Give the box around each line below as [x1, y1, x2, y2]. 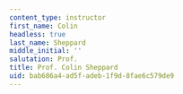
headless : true [9, 30, 66, 38]
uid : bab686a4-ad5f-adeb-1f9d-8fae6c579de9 [9, 72, 175, 81]
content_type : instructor [9, 13, 106, 22]
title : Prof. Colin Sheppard [9, 64, 118, 73]
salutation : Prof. [9, 55, 78, 64]
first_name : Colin [9, 21, 78, 30]
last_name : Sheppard [9, 38, 87, 47]
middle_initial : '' [9, 47, 83, 56]
